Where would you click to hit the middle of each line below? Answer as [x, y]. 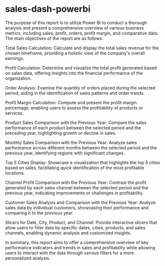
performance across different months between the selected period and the [81, 148]
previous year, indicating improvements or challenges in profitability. [74, 193]
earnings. [15, 58]
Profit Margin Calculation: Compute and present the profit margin [71, 102]
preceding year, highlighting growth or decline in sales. [61, 133]
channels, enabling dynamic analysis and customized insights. [68, 233]
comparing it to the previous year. [39, 213]
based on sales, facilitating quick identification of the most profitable [75, 168]
